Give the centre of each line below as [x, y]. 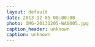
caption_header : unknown [38, 29]
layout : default [27, 12]
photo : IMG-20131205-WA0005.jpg [47, 23]
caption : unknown [28, 35]
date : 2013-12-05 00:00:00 [41, 18]
